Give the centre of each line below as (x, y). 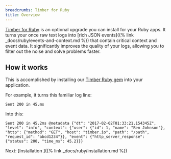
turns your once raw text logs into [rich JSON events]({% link (70, 35)
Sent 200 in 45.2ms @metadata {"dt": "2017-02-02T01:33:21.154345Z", (81, 124)
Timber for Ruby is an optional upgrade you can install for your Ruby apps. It (86, 29)
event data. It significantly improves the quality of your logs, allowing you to (85, 46)
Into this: (15, 114)
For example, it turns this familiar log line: (48, 95)
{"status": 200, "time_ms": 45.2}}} (44, 142)
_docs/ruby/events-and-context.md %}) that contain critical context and (81, 40)
